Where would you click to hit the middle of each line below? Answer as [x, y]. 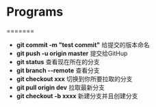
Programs [35, 12]
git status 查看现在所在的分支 [58, 61]
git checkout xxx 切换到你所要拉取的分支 [74, 78]
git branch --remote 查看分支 [58, 70]
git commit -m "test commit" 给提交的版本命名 [83, 44]
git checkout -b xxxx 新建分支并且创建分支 [77, 95]
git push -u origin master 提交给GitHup [72, 53]
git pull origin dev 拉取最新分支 [61, 87]
